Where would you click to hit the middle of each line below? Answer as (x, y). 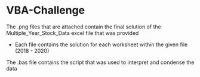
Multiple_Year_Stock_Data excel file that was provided (73, 33)
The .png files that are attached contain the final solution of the (84, 27)
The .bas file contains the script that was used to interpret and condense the (100, 62)
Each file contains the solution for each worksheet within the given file (101, 44)
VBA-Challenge (46, 10)
